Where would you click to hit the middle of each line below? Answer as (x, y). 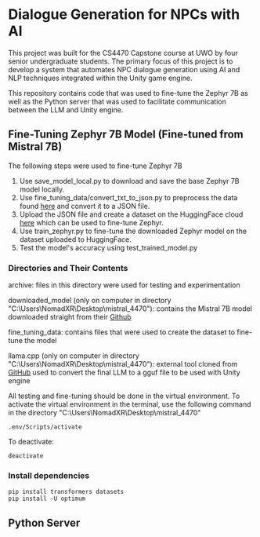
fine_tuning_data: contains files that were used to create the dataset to (122, 332)
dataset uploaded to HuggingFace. (75, 239)
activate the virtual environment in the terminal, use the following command (130, 404)
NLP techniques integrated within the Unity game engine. (101, 78)
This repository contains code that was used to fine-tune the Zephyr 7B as (128, 93)
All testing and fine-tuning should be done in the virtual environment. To (124, 396)
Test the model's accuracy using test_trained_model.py (108, 247)
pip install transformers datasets (66, 492)
